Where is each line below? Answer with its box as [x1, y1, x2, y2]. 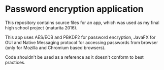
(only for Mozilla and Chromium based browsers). [5, 45, 106, 50]
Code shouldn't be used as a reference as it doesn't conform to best [5, 54, 144, 60]
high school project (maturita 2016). [5, 24, 78, 30]
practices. [5, 59, 26, 65]
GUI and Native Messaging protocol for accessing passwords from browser [5, 39, 159, 45]
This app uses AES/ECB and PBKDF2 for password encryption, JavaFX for [5, 34, 156, 40]
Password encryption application [5, 3, 144, 15]
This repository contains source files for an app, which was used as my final [5, 20, 160, 25]
